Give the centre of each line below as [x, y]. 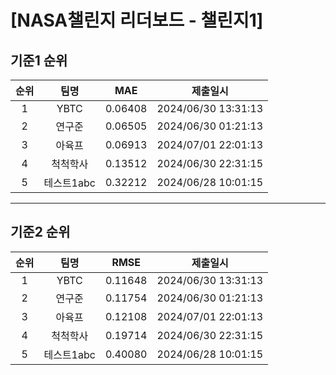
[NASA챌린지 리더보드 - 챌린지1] [137, 20]
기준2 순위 [40, 232]
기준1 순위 [39, 60]
